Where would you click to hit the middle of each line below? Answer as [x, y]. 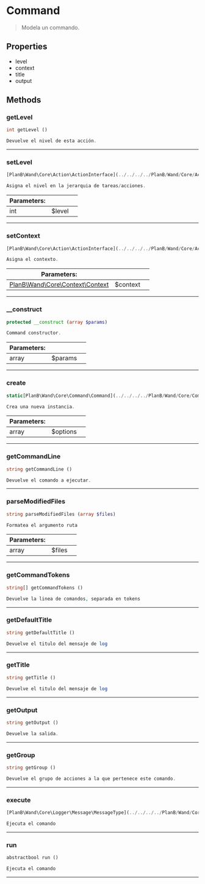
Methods [24, 100]
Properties [27, 47]
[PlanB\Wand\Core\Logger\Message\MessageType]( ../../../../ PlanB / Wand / [99, 813]
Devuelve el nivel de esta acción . [52, 141]
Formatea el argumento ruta [42, 525]
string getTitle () [31, 677]
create [16, 383]
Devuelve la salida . [33, 733]
